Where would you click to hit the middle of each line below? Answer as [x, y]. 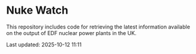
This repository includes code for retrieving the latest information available [98, 27]
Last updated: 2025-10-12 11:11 [44, 45]
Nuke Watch [37, 10]
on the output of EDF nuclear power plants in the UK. [71, 33]
